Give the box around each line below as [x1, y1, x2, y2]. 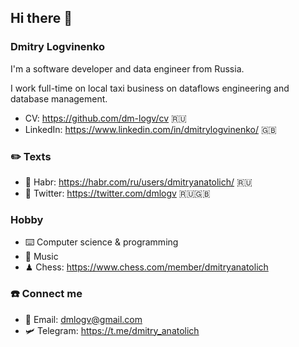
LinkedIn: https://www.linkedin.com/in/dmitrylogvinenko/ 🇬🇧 [24, 123, 277, 135]
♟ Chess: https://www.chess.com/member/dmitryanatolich [24, 261, 269, 273]
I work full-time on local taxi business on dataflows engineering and [10, 82, 290, 94]
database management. [10, 92, 108, 105]
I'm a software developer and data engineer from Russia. [10, 62, 245, 75]
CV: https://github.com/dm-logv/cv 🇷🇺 [24, 112, 187, 124]
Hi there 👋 [10, 10, 73, 27]
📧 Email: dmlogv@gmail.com [24, 313, 143, 325]
